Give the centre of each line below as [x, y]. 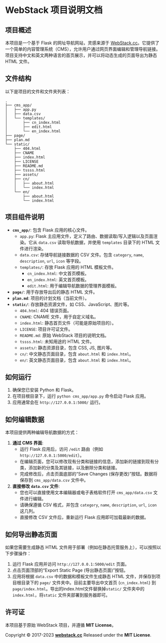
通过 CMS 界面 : [28, 443]
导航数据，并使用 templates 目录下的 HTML [110, 242]
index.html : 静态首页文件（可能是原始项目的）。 [68, 323]
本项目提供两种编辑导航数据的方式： [42, 432]
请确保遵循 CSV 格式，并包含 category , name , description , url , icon [88, 505]
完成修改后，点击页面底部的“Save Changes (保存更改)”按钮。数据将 [88, 474]
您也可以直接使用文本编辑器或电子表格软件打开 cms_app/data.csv [86, 493]
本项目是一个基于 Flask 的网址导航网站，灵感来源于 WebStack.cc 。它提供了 [82, 43]
